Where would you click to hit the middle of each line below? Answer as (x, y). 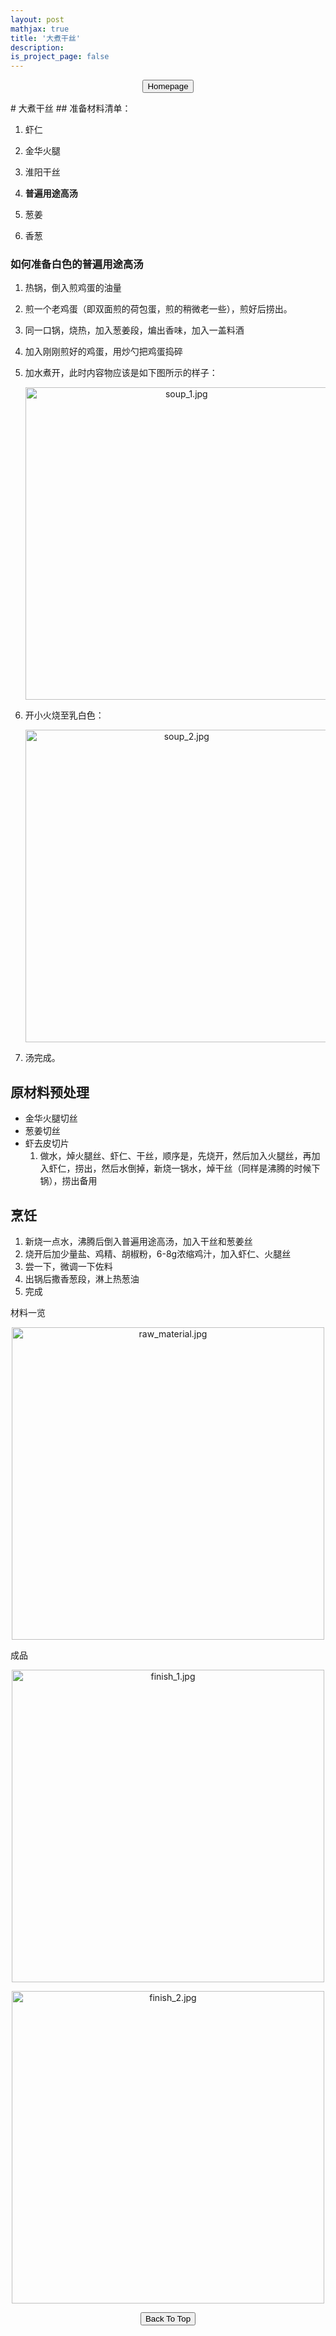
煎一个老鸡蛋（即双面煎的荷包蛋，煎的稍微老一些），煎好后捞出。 (158, 309)
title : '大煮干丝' (46, 38)
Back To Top (168, 2319)
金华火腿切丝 (51, 1118)
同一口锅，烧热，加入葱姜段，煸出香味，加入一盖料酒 (134, 330)
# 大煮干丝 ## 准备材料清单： (71, 108)
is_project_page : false (60, 57)
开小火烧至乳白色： (64, 715)
